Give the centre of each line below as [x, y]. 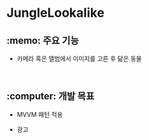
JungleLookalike [56, 13]
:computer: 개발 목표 [51, 96]
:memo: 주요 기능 [43, 40]
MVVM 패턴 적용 [40, 114]
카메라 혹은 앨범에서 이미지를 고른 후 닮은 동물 [79, 58]
